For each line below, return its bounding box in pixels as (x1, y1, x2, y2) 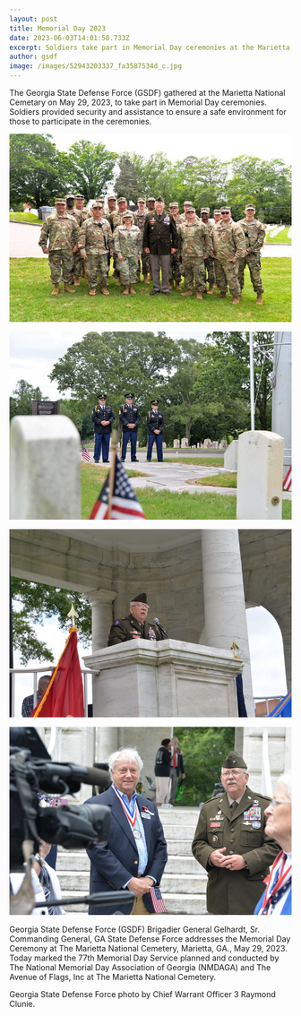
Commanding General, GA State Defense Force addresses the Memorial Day (9, 934, 291, 944)
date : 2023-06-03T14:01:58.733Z (9, 33, 130, 42)
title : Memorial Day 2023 (9, 23, 106, 33)
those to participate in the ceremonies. (9, 116, 152, 126)
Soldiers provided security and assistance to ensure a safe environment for (9, 107, 287, 116)
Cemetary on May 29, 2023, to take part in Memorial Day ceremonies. (9, 97, 267, 108)
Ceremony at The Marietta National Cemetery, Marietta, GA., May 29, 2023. (9, 943, 288, 954)
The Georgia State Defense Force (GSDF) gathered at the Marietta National (9, 88, 286, 98)
